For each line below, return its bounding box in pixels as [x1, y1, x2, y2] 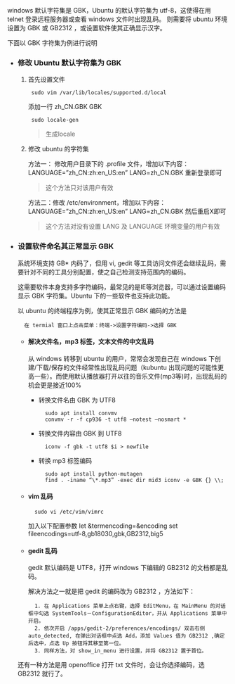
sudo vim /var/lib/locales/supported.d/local [31, 89, 167, 96]
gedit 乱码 [27, 546, 58, 555]
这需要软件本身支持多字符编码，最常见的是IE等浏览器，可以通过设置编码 [17, 282, 226, 291]
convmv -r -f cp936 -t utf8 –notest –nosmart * [44, 416, 187, 423]
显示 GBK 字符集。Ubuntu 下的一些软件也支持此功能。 [17, 291, 174, 300]
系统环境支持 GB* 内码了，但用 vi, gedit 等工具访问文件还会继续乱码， [17, 259, 220, 267]
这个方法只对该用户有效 [45, 184, 114, 192]
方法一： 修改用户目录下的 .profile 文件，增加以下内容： [27, 160, 189, 168]
